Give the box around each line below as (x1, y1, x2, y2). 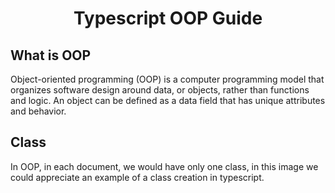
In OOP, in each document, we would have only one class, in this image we (10, 160, 319, 172)
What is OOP (10, 47, 92, 64)
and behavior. (10, 105, 67, 117)
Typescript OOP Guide (73, 7, 263, 30)
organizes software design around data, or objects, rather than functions (10, 84, 310, 96)
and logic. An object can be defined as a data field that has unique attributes (10, 95, 326, 106)
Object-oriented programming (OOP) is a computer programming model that (10, 73, 325, 85)
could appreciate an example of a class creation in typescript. (10, 171, 265, 183)
